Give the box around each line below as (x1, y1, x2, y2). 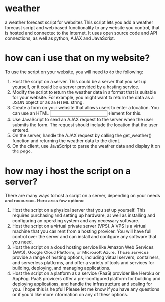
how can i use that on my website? (5, 52, 150, 64)
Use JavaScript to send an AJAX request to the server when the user (12, 116, 154, 122)
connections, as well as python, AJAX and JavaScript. (5, 35, 115, 41)
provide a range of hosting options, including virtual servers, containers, (12, 254, 160, 260)
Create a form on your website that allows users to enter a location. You (12, 104, 159, 110)
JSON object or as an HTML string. (12, 100, 84, 105)
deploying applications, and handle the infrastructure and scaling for (12, 281, 153, 287)
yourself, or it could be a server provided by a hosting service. (12, 84, 140, 90)
